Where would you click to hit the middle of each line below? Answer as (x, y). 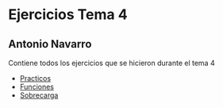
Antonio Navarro (50, 44)
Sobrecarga (39, 95)
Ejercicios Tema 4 (68, 15)
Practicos (35, 78)
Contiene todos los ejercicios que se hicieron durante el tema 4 (112, 63)
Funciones (37, 87)
